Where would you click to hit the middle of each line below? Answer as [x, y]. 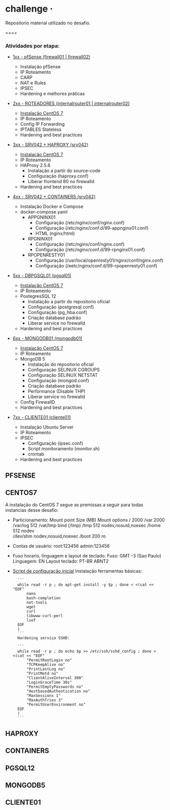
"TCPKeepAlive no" [46, 665]
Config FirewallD [38, 402]
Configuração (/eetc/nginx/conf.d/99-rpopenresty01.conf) [96, 266]
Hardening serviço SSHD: [44, 638]
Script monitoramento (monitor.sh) [64, 449]
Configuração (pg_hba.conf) [58, 312]
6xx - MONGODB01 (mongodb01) [47, 338]
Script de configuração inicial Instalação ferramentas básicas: [77, 571]
